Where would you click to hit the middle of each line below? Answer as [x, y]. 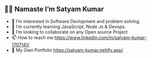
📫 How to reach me [32, 37]
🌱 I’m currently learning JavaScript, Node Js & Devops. [69, 26]
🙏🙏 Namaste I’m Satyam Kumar [54, 9]
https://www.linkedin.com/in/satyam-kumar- [100, 37]
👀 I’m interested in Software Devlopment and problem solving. [76, 21]
